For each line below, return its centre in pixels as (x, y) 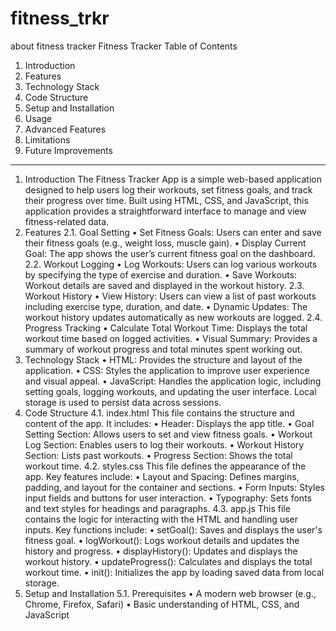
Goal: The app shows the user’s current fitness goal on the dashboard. (170, 253)
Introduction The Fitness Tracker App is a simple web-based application (173, 179)
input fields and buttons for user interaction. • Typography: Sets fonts (168, 498)
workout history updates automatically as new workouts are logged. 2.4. (173, 317)
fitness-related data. (67, 221)
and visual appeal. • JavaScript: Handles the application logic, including (173, 381)
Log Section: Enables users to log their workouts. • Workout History (164, 444)
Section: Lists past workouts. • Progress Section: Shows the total (158, 455)
